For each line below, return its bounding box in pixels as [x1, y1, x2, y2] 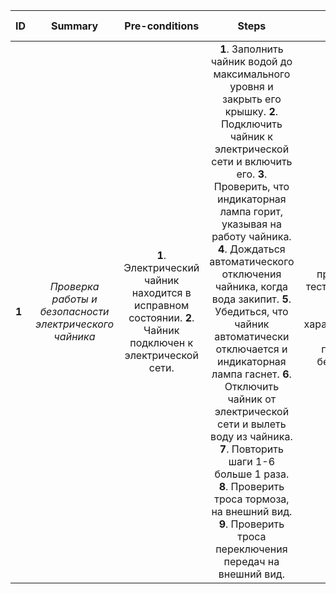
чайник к [229, 130, 273, 143]
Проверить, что [213, 180, 290, 193]
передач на [223, 555, 280, 568]
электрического [35, 317, 115, 331]
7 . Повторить [219, 442, 284, 456]
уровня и [229, 80, 274, 93]
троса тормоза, [214, 492, 290, 506]
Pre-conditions [124, 19, 200, 33]
